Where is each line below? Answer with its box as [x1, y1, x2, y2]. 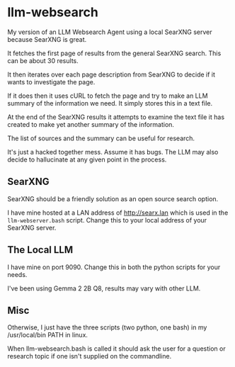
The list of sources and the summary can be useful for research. [7, 134, 195, 142]
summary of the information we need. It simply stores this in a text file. [7, 98, 213, 107]
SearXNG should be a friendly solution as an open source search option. [7, 194, 219, 203]
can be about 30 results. [7, 56, 79, 64]
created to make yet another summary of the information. [7, 120, 175, 128]
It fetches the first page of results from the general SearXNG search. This [7, 49, 222, 57]
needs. [7, 270, 28, 278]
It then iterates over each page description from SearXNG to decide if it [7, 70, 216, 79]
